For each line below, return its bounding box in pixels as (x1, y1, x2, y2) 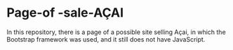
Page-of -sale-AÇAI (6, 5, 124, 21)
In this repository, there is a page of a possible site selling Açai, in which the (6, 28, 226, 36)
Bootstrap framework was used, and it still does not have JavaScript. (6, 35, 206, 43)
